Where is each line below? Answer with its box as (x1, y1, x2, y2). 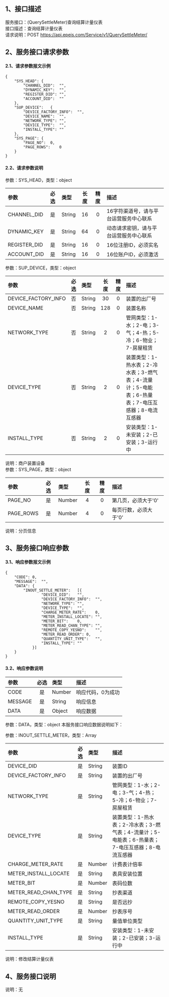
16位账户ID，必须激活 (106, 251, 159, 258)
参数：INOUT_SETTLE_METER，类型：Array (5, 732, 97, 738)
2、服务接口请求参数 (5, 48, 69, 56)
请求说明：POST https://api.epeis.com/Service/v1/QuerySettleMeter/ (5, 32, 147, 38)
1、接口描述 (5, 5, 42, 14)
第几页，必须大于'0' (112, 497, 159, 504)
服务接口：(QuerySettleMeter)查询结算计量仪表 (5, 19, 103, 25)
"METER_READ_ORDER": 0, (41, 632, 92, 637)
